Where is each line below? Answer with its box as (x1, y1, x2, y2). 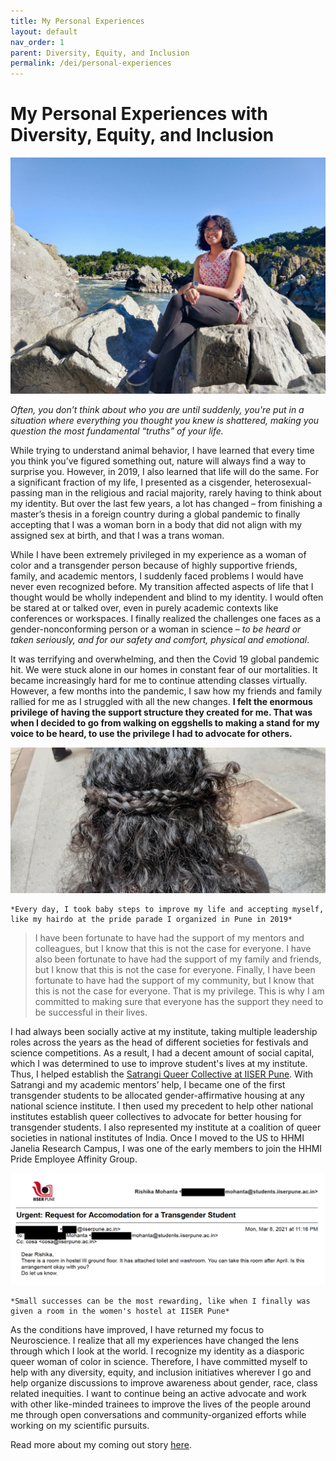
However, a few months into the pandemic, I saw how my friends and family (10, 685, 323, 697)
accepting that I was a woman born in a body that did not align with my (10, 519, 303, 531)
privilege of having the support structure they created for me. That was (10, 706, 313, 719)
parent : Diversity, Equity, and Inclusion (10, 48, 190, 58)
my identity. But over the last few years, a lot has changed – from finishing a (10, 498, 323, 510)
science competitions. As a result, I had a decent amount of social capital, (10, 1046, 315, 1059)
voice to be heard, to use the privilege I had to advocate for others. (10, 728, 293, 740)
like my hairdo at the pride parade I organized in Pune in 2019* (10, 914, 293, 924)
